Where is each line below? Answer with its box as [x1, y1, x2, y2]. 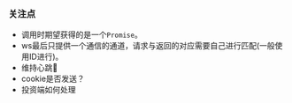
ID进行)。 [28, 51, 64, 63]
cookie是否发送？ [20, 73, 85, 85]
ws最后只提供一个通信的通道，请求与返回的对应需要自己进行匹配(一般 [20, 40, 275, 51]
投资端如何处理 [20, 85, 76, 95]
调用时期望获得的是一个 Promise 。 [20, 29, 142, 40]
